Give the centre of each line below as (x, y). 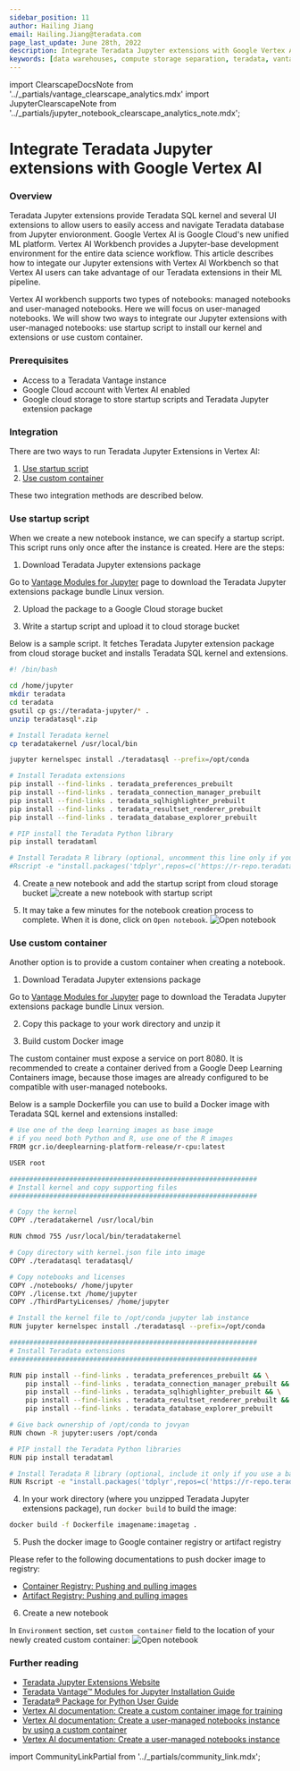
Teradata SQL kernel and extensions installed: (94, 1114)
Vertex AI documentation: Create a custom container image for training (152, 1711)
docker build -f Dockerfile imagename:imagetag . (104, 1525)
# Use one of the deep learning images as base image (112, 1131)
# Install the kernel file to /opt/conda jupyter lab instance (129, 1318)
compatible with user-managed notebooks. (88, 1087)
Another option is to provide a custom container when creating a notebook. (147, 962)
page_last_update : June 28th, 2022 (75, 42)
